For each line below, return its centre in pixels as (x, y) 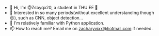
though (147, 13)
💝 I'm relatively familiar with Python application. (57, 23)
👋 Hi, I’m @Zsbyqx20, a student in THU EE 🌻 (54, 8)
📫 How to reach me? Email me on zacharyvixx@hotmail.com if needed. (81, 28)
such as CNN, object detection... (51, 18)
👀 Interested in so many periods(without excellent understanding (74, 13)
